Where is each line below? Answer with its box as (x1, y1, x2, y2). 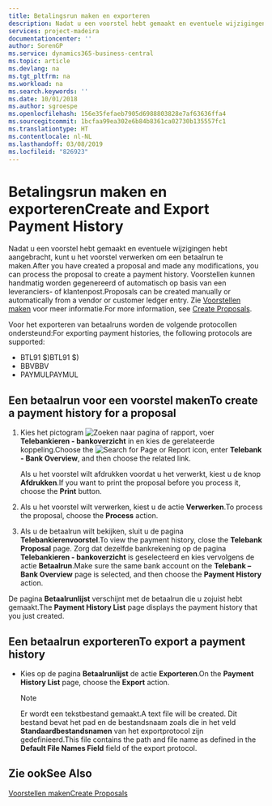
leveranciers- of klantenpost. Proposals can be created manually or (8, 287, 231, 297)
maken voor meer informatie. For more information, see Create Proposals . (8, 304, 253, 314)
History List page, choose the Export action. (19, 677, 170, 687)
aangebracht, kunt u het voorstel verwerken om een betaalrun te (8, 252, 223, 262)
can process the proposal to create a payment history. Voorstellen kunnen (8, 269, 256, 280)
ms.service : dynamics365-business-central (8, 49, 154, 58)
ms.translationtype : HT (8, 125, 89, 133)
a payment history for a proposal (8, 406, 176, 420)
